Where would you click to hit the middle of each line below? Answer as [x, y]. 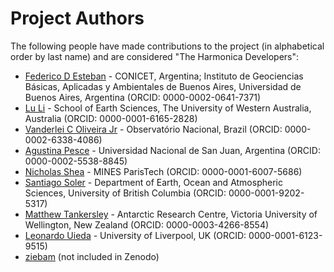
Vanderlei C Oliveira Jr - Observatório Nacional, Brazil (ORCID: [153, 129]
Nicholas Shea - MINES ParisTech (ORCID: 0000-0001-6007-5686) [163, 171]
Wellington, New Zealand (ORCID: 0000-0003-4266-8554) [147, 224]
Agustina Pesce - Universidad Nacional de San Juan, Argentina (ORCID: [172, 150]
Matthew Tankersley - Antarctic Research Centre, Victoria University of [171, 214]
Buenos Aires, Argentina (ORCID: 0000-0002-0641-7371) [143, 97]
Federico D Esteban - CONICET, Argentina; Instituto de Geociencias [164, 76]
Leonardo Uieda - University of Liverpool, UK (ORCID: [135, 235]
